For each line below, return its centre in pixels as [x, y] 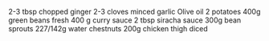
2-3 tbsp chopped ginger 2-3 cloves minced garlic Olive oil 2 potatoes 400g [134, 12]
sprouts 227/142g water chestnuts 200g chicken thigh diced [108, 29]
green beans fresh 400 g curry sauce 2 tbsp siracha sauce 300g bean [125, 20]
